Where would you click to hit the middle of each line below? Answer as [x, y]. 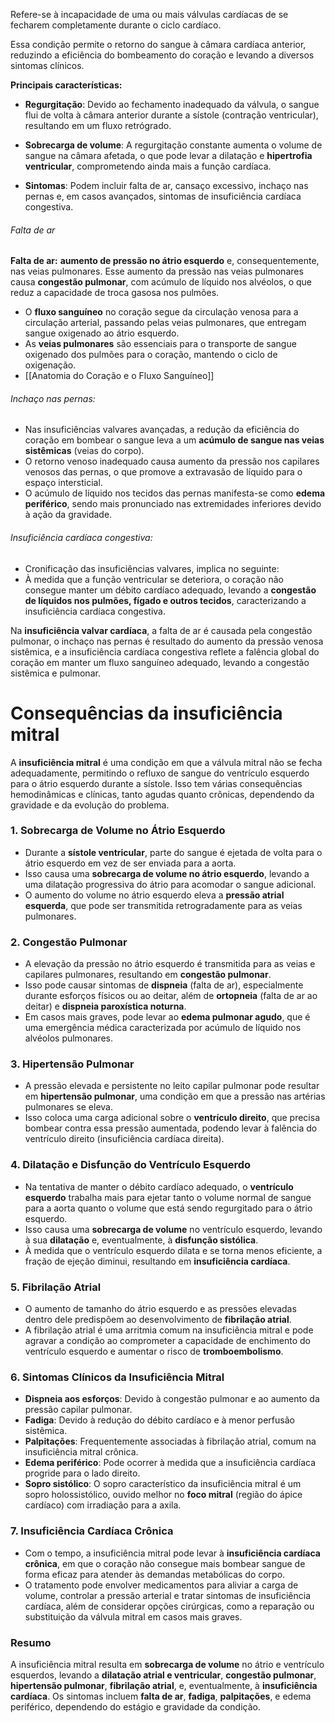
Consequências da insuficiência [146, 713]
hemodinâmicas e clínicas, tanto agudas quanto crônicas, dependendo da [162, 794]
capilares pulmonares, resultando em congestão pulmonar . [148, 975]
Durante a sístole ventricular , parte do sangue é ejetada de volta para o [173, 852]
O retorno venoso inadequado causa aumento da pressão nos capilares [172, 461]
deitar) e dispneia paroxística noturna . [105, 1006]
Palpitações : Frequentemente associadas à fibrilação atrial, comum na [170, 1441]
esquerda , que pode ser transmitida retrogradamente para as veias [163, 905]
